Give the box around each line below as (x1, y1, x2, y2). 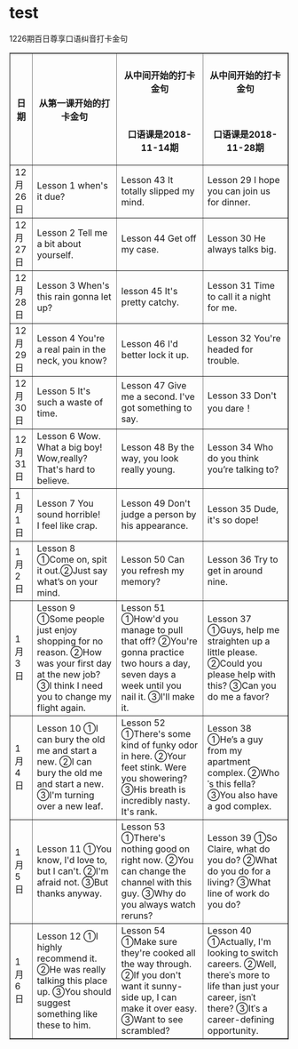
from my (207, 744, 242, 757)
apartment (207, 755, 251, 767)
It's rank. (121, 805, 158, 818)
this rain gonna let (36, 290, 112, 302)
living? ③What (207, 876, 271, 888)
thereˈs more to (207, 968, 271, 981)
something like (36, 1007, 98, 1020)
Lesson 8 (36, 541, 75, 554)
